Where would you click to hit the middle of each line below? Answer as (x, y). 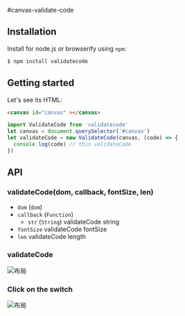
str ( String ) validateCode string (73, 222)
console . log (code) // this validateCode (72, 144)
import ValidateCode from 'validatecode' (68, 125)
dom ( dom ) (30, 207)
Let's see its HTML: (35, 99)
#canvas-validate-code (41, 10)
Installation (32, 32)
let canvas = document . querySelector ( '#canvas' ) (79, 131)
